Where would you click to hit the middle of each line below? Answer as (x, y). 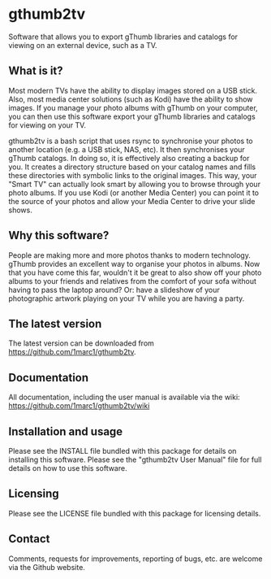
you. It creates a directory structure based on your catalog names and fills (132, 167)
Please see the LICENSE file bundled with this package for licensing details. (135, 513)
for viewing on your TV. (47, 125)
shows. (20, 210)
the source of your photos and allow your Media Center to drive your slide (132, 201)
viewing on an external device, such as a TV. (83, 45)
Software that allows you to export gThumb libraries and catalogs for (123, 37)
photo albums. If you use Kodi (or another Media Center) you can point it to (134, 193)
